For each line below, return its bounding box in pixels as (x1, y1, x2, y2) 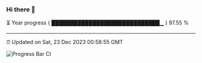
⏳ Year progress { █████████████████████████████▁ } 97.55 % (6, 19, 189, 26)
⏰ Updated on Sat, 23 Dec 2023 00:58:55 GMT (6, 39, 123, 46)
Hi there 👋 (6, 5, 36, 14)
